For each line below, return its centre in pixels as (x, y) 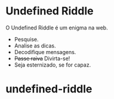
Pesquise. (27, 39)
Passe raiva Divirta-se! (42, 58)
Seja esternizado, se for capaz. (53, 65)
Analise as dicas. (35, 46)
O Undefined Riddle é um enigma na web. (57, 28)
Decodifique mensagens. (45, 52)
